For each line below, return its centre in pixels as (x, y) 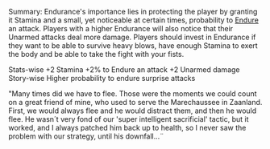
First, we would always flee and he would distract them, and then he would (133, 111)
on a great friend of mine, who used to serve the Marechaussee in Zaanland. (135, 102)
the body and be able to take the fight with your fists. (96, 54)
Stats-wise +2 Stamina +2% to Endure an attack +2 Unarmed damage (124, 70)
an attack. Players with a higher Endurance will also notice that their (121, 28)
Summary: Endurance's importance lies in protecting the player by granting (133, 12)
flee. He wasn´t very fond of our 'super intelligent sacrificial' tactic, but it (129, 119)
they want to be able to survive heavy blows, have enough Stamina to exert (133, 46)
